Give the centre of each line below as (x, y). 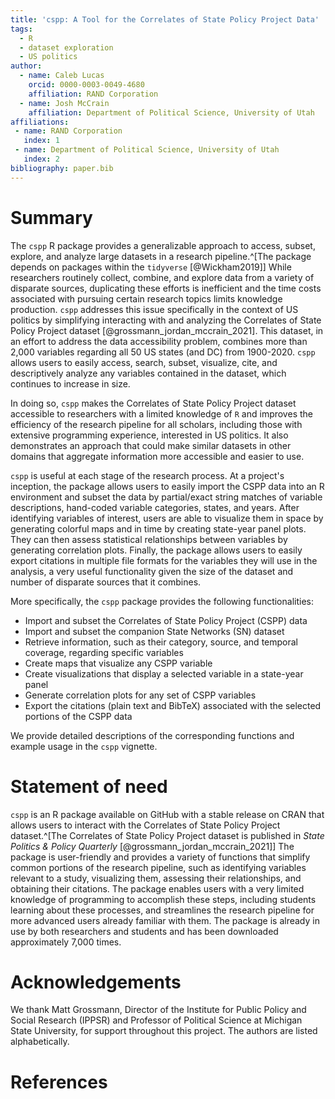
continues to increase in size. (70, 383)
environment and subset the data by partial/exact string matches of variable (166, 497)
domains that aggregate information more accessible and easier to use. (157, 456)
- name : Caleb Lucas (62, 76)
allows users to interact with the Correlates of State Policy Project (145, 825)
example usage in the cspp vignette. (84, 746)
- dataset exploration (66, 47)
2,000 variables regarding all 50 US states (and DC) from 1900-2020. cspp (163, 352)
